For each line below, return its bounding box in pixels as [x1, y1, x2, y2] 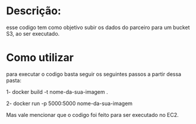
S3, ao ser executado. [6, 30, 60, 37]
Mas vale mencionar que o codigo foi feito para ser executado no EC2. [6, 111, 179, 118]
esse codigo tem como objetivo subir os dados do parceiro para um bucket [6, 24, 190, 31]
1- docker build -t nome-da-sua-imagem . [6, 88, 108, 96]
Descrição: [6, 4, 61, 18]
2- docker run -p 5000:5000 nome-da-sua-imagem [6, 100, 132, 107]
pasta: [6, 77, 22, 84]
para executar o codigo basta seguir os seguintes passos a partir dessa [6, 70, 182, 78]
